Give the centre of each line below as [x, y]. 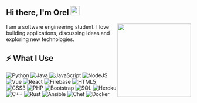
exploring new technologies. [40, 39]
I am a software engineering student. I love [58, 26]
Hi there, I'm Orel [38, 13]
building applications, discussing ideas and [58, 33]
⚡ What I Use [30, 58]
